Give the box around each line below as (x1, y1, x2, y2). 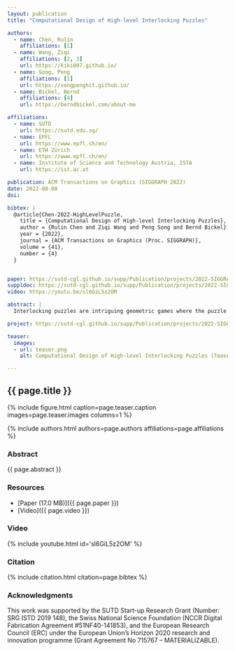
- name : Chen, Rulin (13, 36, 73, 43)
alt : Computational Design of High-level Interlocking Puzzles (20, 352, 208, 360)
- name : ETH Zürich (13, 147, 71, 154)
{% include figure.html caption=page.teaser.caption (7, 403, 157, 411)
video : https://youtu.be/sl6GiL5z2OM (7, 288, 117, 295)
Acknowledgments (7, 591, 73, 600)
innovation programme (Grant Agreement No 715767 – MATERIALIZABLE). (7, 636, 220, 645)
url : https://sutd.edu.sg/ (20, 127, 99, 134)
